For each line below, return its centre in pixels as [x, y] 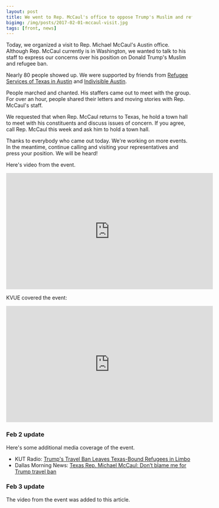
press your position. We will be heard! [52, 154]
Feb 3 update [25, 487]
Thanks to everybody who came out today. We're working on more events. [97, 141]
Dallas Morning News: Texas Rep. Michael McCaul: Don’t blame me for [101, 465]
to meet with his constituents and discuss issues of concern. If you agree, [96, 123]
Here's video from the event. [41, 165]
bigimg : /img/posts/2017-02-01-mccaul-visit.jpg [67, 22]
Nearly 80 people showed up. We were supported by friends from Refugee [97, 75]
